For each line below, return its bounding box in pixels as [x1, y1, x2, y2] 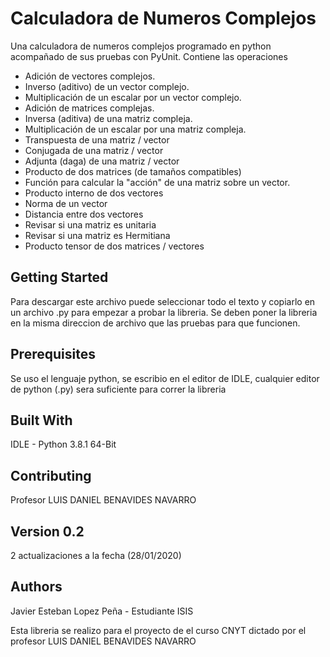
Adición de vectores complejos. [24, 70, 156, 82]
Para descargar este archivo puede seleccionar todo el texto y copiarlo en [10, 295, 316, 307]
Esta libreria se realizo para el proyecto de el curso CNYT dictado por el [10, 624, 307, 636]
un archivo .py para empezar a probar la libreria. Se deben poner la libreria [10, 306, 318, 318]
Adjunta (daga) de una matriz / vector [24, 155, 180, 167]
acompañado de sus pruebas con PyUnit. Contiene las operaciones [10, 50, 288, 62]
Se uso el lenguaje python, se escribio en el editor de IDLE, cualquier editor [10, 372, 320, 384]
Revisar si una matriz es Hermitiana [24, 229, 171, 241]
